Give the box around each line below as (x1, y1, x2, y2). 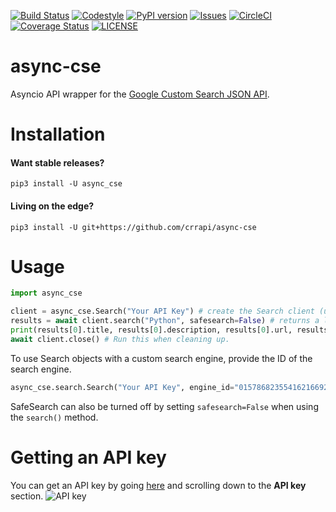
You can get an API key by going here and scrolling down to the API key (10, 479, 307, 491)
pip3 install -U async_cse (10, 179, 123, 189)
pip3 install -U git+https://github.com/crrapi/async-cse (10, 222, 257, 232)
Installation (10, 123, 106, 146)
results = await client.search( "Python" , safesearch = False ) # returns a (10, 316, 320, 326)
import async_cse (10, 288, 83, 299)
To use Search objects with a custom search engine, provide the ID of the (10, 352, 313, 364)
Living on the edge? (10, 200, 95, 212)
